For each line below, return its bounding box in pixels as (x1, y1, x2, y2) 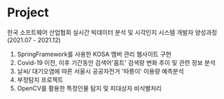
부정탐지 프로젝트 (16, 75, 64, 83)
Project (7, 5, 49, 20)
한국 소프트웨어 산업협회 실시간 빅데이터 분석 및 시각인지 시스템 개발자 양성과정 (7, 28, 218, 36)
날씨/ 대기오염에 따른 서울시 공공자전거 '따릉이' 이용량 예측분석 (16, 67, 184, 75)
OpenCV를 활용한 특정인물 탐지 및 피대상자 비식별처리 (16, 84, 162, 92)
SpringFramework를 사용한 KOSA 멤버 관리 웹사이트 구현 (16, 50, 172, 58)
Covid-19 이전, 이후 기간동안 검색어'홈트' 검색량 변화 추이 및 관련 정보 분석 (16, 58, 216, 66)
